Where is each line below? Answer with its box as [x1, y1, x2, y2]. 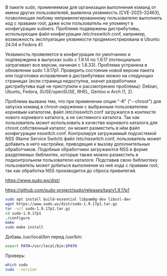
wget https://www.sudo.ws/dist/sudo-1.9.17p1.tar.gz [5, 201, 117, 206]
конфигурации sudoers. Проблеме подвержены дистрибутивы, [5, 26, 140, 32]
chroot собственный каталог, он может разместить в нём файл [5, 125, 140, 131]
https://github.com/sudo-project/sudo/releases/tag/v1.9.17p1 [5, 187, 130, 193]
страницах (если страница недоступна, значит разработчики [5, 78, 136, 84]
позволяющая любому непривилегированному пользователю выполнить [5, 15, 162, 21]
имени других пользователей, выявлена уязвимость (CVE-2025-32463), [5, 10, 160, 16]
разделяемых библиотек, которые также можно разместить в [5, 152, 138, 158]
